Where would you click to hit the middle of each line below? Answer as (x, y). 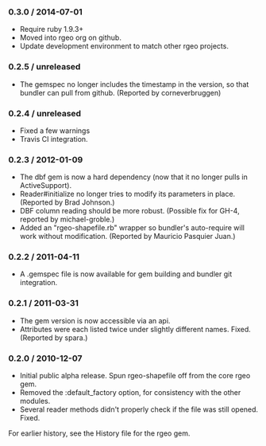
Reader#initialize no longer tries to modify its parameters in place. (127, 194)
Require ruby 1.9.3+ (52, 29)
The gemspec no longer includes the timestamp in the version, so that (134, 84)
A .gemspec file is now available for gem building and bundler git (126, 274)
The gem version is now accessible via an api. (95, 320)
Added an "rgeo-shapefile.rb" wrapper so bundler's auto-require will (132, 228)
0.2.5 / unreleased (44, 67)
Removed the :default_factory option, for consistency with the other (130, 393)
